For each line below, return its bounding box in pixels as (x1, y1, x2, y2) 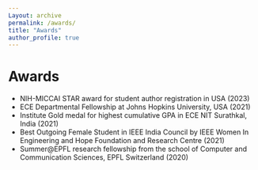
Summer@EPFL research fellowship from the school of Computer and (19, 144, 248, 154)
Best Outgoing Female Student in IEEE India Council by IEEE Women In (19, 127, 249, 137)
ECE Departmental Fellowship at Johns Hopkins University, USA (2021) (19, 102, 251, 111)
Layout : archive (8, 11, 62, 20)
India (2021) (19, 119, 59, 129)
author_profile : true (8, 33, 80, 42)
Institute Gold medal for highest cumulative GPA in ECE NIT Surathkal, (19, 111, 248, 120)
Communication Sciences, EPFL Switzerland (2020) (19, 153, 188, 162)
